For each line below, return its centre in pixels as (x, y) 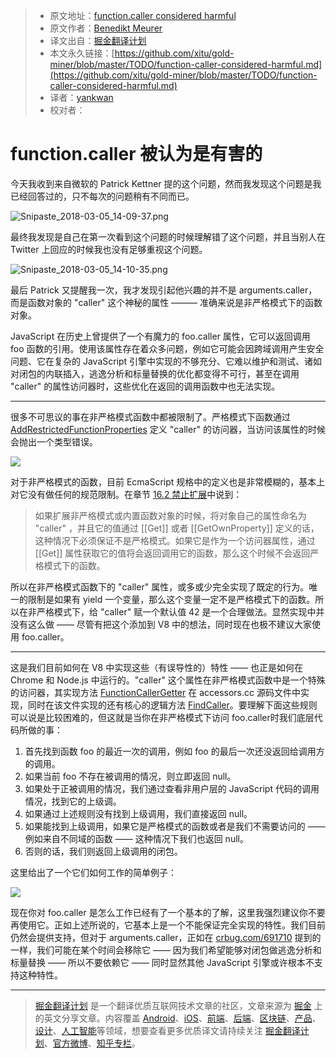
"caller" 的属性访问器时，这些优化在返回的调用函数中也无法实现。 (145, 386)
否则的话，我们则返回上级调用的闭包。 (103, 851)
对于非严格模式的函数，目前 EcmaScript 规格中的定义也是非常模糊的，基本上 (168, 481)
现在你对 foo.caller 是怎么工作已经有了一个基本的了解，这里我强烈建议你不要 (168, 912)
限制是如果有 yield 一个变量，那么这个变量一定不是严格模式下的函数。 (171, 599)
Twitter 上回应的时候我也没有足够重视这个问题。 (109, 249)
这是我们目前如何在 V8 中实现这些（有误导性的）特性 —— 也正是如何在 (157, 667)
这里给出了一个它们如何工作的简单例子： (93, 872)
